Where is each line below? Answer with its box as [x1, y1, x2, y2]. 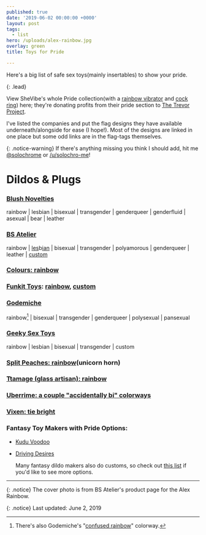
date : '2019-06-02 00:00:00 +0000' [6, 15, 97, 21]
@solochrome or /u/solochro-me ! [6, 151, 91, 158]
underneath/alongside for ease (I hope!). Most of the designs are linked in [6, 126, 193, 134]
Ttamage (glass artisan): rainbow [6, 374, 107, 383]
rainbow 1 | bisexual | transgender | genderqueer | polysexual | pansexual [6, 313, 190, 321]
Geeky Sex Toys [6, 329, 55, 338]
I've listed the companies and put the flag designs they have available [6, 120, 183, 127]
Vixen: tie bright [6, 408, 56, 416]
